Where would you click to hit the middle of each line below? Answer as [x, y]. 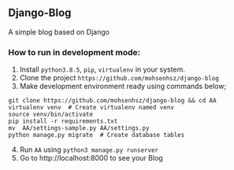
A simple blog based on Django [59, 31]
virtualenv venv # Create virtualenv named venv [91, 108]
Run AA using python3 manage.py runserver [89, 150]
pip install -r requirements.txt [63, 121]
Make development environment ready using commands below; [123, 87]
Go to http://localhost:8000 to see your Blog [91, 158]
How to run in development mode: [74, 52]
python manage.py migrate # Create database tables [97, 135]
